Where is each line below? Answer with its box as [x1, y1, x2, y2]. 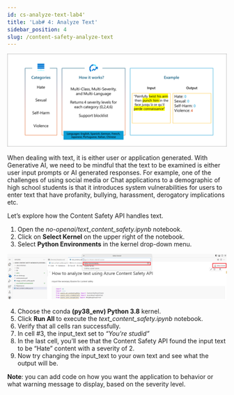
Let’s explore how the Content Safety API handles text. [7, 211, 164, 220]
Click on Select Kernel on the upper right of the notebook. [17, 232, 185, 241]
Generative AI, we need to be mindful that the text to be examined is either [7, 161, 221, 169]
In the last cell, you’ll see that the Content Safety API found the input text [17, 336, 226, 345]
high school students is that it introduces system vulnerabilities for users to [7, 183, 223, 191]
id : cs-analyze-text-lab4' [7, 11, 86, 18]
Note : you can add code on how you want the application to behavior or [7, 372, 214, 380]
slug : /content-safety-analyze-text [7, 33, 114, 40]
